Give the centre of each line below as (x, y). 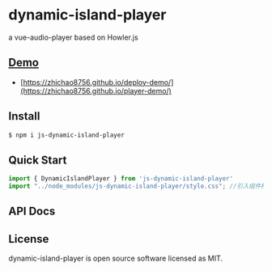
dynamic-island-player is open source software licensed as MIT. (116, 258)
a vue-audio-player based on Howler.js (74, 37)
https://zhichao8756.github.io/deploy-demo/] (98, 82)
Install (24, 116)
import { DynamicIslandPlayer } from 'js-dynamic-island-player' (121, 179)
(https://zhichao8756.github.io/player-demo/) (96, 91)
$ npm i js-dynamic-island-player (67, 135)
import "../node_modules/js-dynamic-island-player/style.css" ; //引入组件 (135, 186)
